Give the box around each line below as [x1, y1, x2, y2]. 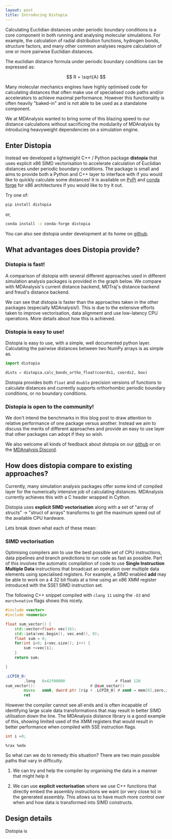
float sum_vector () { [5, 622, 52, 627]
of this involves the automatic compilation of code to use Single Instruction [5, 560, 165, 567]
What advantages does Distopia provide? [5, 245, 140, 254]
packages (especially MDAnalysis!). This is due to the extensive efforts [5, 304, 155, 311]
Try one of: [5, 192, 29, 198]
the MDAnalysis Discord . [5, 447, 57, 453]
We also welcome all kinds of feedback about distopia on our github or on [5, 441, 161, 447]
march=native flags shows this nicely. [5, 597, 83, 604]
